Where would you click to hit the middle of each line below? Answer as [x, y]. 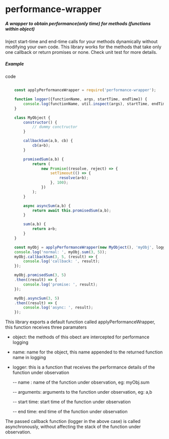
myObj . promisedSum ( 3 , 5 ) [40, 275]
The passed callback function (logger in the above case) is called [73, 421]
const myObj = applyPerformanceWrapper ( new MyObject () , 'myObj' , [84, 247]
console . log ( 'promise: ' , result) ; [61, 284]
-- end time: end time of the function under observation [70, 412]
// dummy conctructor [55, 127]
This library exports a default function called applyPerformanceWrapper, [80, 322]
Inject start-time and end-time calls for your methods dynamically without [81, 42]
